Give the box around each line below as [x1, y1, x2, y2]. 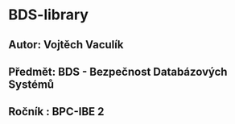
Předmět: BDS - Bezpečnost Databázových [8, 64, 228, 78]
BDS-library [8, 6, 89, 24]
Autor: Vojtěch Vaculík [8, 38, 124, 52]
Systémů [8, 77, 55, 91]
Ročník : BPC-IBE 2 [8, 105, 105, 118]
